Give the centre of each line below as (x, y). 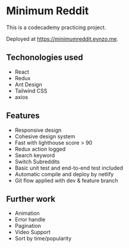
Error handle (30, 220)
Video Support (32, 232)
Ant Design (29, 84)
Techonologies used (45, 58)
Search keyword (35, 155)
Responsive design (38, 130)
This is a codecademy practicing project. (56, 27)
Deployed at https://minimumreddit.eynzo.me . (62, 39)
